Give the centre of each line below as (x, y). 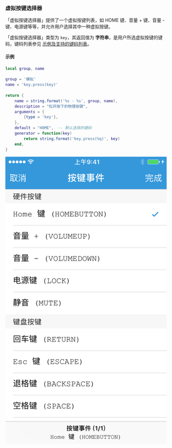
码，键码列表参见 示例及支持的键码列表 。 (49, 44)
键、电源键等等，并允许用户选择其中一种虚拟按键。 (59, 27)
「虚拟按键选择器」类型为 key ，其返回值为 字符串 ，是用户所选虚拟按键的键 (84, 37)
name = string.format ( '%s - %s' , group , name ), (66, 101)
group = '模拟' (21, 79)
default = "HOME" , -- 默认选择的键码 (53, 128)
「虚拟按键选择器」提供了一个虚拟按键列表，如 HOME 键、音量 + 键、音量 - (85, 20)
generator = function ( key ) (43, 133)
